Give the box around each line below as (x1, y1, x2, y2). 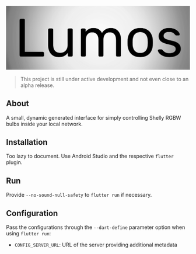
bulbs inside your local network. (6, 120, 83, 127)
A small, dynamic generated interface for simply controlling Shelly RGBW (6, 114, 181, 121)
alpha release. (20, 82, 55, 89)
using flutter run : (6, 229, 51, 236)
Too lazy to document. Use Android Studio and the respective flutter (6, 152, 174, 160)
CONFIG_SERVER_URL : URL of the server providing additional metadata (14, 241, 178, 248)
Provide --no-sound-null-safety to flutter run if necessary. (6, 192, 152, 199)
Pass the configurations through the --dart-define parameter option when (6, 224, 185, 231)
